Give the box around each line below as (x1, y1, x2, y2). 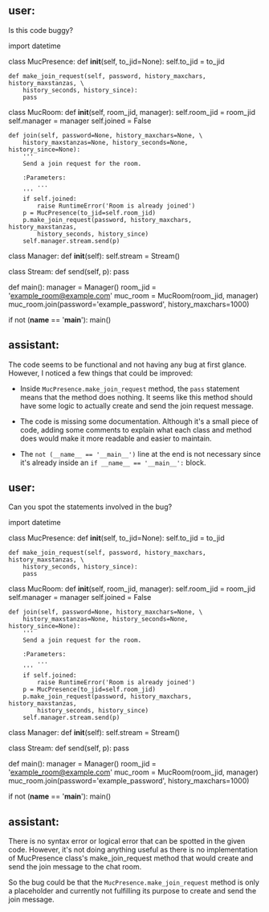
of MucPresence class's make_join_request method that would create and (8, 853, 254, 863)
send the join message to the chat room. (8, 862, 142, 872)
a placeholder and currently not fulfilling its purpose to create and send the (8, 886, 257, 896)
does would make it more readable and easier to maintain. (19, 433, 212, 443)
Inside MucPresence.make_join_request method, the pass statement (19, 384, 240, 393)
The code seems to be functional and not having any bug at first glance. (8, 359, 247, 369)
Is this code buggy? (8, 25, 74, 35)
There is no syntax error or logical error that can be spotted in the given (8, 836, 246, 846)
